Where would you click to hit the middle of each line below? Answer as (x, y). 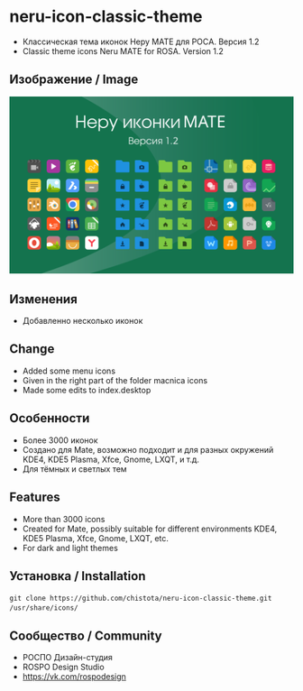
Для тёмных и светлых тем (75, 469)
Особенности (50, 418)
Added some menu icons (69, 371)
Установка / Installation (78, 576)
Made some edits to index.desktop (87, 390)
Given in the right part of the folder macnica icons (115, 380)
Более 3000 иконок (60, 440)
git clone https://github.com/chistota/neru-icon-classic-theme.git (141, 599)
